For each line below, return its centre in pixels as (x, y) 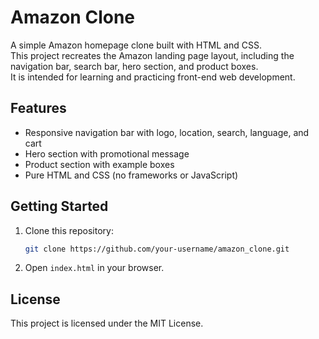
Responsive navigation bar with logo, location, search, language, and (167, 132)
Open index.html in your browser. (94, 268)
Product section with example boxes (99, 164)
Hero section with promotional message (107, 153)
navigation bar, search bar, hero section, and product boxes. (134, 66)
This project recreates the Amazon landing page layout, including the (152, 55)
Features (38, 108)
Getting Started (59, 206)
